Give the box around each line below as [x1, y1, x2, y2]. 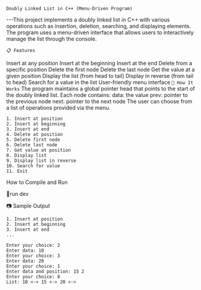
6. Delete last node [6, 142, 58, 148]
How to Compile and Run [6, 179, 68, 186]
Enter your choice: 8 [6, 274, 61, 280]
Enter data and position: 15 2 [6, 268, 85, 274]
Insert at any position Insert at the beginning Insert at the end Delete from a [6, 60, 193, 67]
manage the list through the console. [6, 35, 97, 42]
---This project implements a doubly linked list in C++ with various [6, 16, 170, 23]
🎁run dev [6, 191, 29, 197]
